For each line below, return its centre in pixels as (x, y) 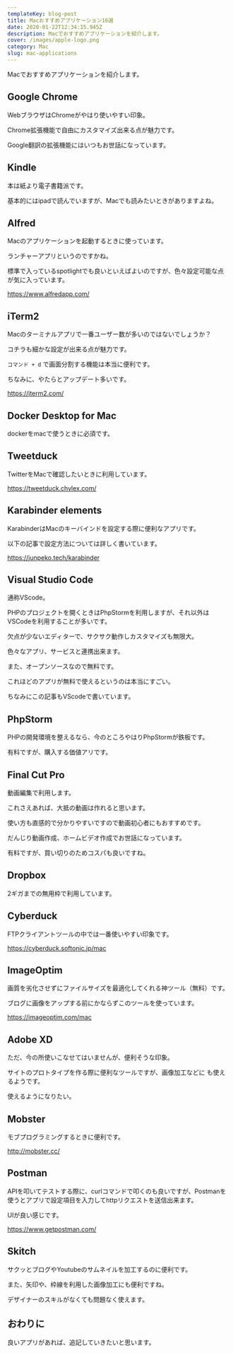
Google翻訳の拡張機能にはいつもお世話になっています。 (89, 145)
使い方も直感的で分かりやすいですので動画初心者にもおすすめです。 (106, 823)
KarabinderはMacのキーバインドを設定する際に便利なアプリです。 (103, 528)
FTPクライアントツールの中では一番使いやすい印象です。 (90, 934)
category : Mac (28, 47)
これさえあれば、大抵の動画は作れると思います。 (78, 808)
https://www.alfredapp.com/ (48, 294)
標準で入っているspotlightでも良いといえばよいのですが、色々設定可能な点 (116, 271)
